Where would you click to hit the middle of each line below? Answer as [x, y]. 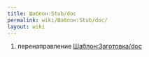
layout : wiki [26, 26]
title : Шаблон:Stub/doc [42, 14]
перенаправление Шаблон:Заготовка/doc [79, 47]
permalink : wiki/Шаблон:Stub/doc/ [58, 20]
